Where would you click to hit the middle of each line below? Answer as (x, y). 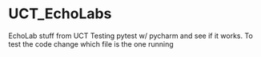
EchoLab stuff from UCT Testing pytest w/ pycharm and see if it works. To (131, 36)
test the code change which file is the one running (91, 44)
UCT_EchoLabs (60, 14)
